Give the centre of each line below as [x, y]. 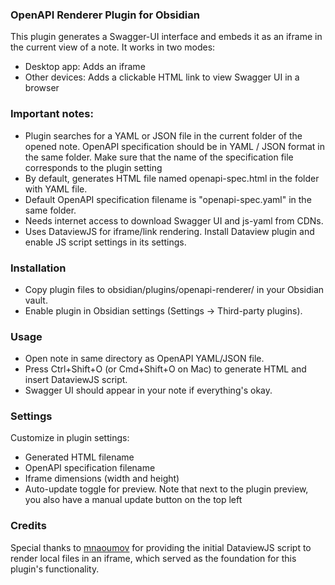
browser [42, 88]
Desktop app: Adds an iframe [85, 67]
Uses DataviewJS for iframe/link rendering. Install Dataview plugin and [169, 231]
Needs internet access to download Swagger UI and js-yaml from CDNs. [174, 220]
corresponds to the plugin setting [93, 167]
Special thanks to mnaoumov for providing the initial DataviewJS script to [161, 547]
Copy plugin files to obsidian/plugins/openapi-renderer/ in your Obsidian [174, 289]
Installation [38, 268]
